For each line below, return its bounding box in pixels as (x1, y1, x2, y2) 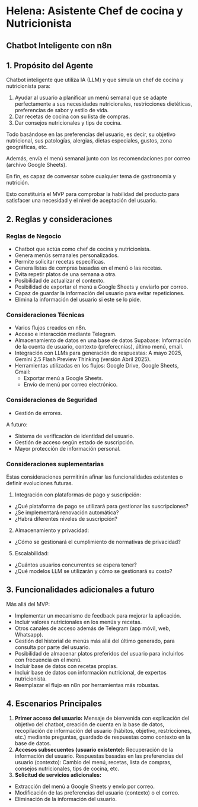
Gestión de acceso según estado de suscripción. (14, 438, 135, 446)
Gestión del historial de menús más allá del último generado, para (14, 637, 175, 644)
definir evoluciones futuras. (6, 479, 74, 486)
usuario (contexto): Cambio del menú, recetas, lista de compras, (14, 758, 172, 765)
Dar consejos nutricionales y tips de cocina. (14, 119, 122, 126)
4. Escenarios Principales (6, 699, 103, 709)
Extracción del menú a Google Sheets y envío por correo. (14, 783, 155, 790)
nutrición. (6, 179, 30, 186)
